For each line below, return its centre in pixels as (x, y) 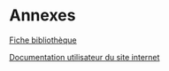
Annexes (42, 16)
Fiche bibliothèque (43, 40)
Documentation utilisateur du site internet (84, 57)
